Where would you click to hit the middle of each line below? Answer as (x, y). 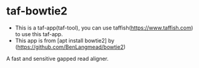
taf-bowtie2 (37, 11)
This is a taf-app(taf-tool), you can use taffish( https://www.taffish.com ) (104, 28)
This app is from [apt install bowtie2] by (65, 40)
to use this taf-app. (39, 34)
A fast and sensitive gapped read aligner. (58, 58)
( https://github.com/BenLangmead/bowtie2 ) (70, 47)
